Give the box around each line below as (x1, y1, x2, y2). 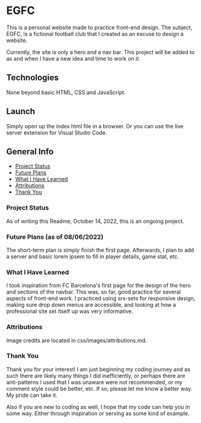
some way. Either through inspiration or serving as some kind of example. (6, 410, 189, 417)
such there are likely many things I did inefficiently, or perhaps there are (6, 372, 186, 379)
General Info (6, 146, 54, 157)
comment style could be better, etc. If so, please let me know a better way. (6, 385, 193, 392)
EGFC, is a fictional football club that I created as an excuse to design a (6, 30, 184, 37)
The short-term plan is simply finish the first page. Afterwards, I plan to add (6, 246, 194, 253)
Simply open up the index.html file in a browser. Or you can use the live (6, 122, 183, 129)
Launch (6, 106, 35, 117)
